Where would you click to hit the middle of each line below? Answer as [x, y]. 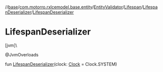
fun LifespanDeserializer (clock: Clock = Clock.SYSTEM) [61, 64]
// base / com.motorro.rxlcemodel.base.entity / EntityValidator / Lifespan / [74, 7]
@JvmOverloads [22, 54]
